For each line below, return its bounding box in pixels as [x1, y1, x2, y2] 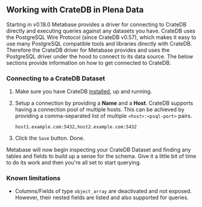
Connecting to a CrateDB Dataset [6, 74, 106, 82]
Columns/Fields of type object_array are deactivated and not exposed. [14, 188, 192, 195]
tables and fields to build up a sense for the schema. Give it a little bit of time [6, 153, 197, 160]
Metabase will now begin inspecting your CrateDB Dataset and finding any [6, 146, 191, 153]
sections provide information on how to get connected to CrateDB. [6, 59, 171, 66]
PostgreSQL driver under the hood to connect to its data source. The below [6, 52, 194, 60]
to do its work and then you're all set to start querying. [6, 159, 142, 166]
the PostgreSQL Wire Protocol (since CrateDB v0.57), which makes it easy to [6, 33, 197, 41]
